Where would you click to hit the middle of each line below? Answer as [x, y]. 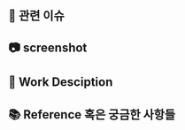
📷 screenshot [48, 47]
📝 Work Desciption [61, 82]
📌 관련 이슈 [37, 16]
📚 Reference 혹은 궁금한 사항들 [92, 115]
